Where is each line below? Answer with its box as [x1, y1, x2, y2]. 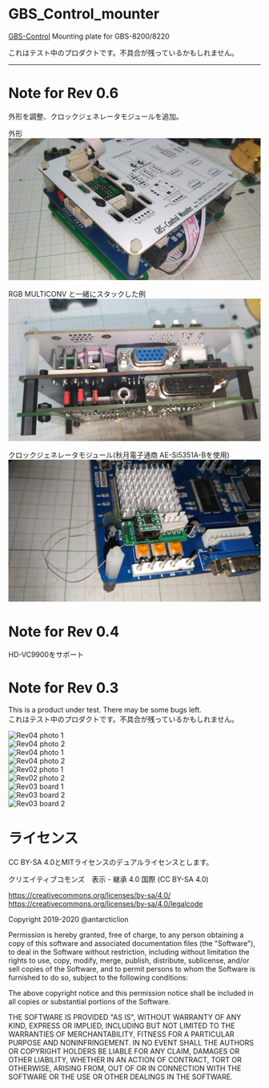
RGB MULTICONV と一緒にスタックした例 [8, 290, 147, 299]
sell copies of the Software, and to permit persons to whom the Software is [8, 964, 256, 974]
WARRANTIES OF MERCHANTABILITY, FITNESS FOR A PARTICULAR [8, 1029, 235, 1039]
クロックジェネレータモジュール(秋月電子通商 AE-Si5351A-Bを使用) [8, 450, 230, 460]
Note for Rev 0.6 [8, 84, 118, 103]
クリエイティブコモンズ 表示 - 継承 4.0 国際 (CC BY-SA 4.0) [8, 875, 210, 884]
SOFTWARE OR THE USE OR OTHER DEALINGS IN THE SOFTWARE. [8, 1072, 233, 1082]
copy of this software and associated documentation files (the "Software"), [8, 939, 256, 948]
